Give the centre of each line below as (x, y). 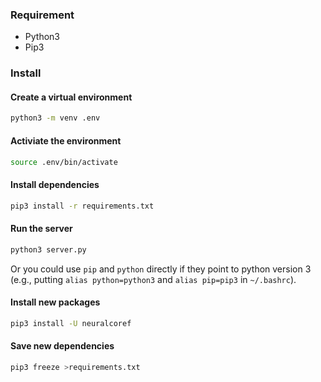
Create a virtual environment (71, 97)
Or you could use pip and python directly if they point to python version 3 (161, 269)
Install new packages (55, 302)
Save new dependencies (62, 346)
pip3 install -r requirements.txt (82, 206)
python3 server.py (48, 249)
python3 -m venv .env (55, 118)
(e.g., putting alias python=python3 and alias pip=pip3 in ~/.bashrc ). (153, 279)
